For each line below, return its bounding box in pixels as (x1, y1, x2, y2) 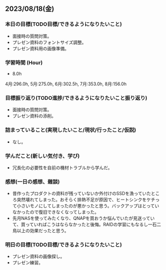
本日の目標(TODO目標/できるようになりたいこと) (5, 21, 122, 28)
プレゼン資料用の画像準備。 (12, 45, 69, 51)
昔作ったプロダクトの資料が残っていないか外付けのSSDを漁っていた (12, 191, 151, 197)
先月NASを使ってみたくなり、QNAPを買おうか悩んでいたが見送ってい (12, 215, 155, 221)
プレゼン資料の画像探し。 (12, 254, 65, 260)
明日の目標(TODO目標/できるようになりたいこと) (5, 241, 122, 248)
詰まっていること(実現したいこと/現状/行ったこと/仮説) (5, 127, 136, 134)
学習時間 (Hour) (5, 59, 43, 66)
